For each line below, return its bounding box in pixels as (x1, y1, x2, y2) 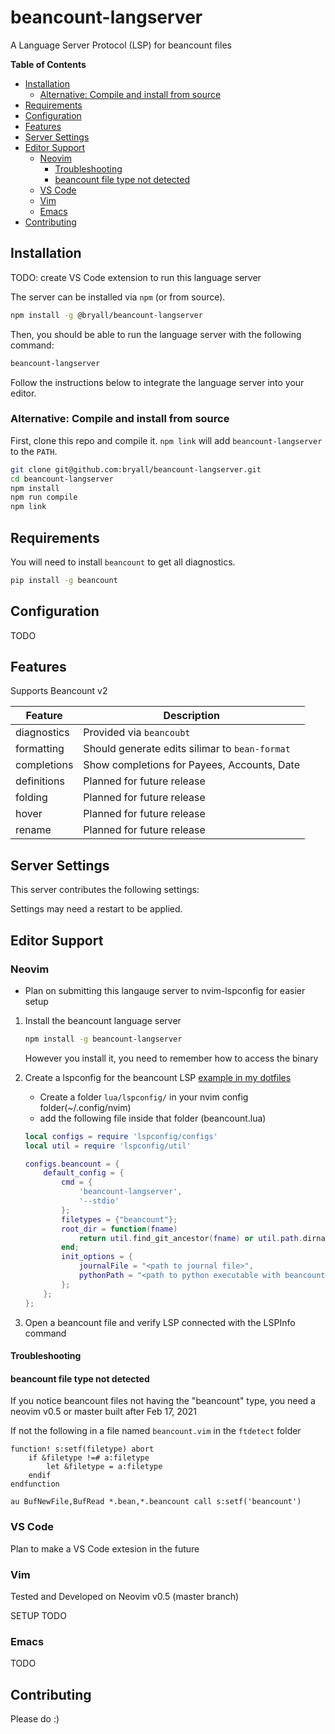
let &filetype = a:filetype (46, 1462, 163, 1472)
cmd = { (61, 1177, 93, 1188)
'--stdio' (78, 1196, 120, 1206)
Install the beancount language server (24, 1014, 182, 1026)
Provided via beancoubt (83, 726, 191, 740)
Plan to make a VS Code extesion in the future (10, 1542, 200, 1555)
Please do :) (10, 1713, 60, 1725)
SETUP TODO (10, 1610, 67, 1621)
